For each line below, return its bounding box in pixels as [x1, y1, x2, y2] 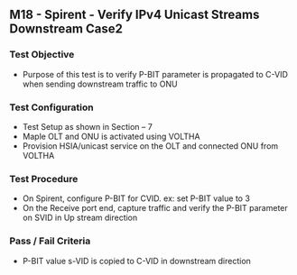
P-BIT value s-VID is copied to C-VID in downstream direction [22, 255, 251, 266]
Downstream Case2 [9, 22, 124, 37]
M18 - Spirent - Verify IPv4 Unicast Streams [9, 7, 260, 23]
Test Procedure [9, 172, 79, 185]
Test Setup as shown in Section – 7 [22, 121, 153, 132]
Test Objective [9, 49, 75, 61]
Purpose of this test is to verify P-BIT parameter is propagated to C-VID [22, 69, 289, 79]
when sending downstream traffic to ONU [22, 78, 178, 89]
